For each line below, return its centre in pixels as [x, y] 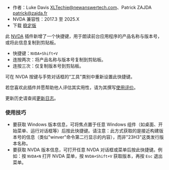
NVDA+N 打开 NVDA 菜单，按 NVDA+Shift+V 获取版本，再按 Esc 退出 [95, 156]
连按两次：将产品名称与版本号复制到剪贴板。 [59, 59]
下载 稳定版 [24, 25]
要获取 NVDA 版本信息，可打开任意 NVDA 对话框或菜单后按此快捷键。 [85, 150]
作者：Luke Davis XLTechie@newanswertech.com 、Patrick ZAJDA [82, 7]
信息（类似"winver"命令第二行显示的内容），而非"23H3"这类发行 [93, 137]
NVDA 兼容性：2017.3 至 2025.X [46, 19]
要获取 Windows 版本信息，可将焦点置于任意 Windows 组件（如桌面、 [85, 124]
